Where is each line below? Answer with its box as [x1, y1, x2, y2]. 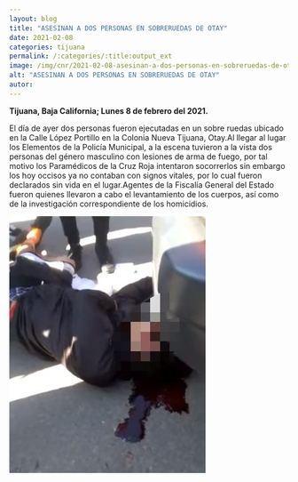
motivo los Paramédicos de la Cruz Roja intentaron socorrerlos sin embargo [9, 160, 286, 171]
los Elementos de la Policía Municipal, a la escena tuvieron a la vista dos [9, 141, 273, 152]
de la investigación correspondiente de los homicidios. [9, 198, 208, 209]
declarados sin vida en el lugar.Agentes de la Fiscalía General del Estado [9, 179, 275, 190]
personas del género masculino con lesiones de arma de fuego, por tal [9, 151, 268, 162]
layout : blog [9, 14, 58, 23]
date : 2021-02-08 [9, 33, 74, 42]
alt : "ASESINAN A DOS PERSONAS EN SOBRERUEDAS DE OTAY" [9, 71, 220, 80]
